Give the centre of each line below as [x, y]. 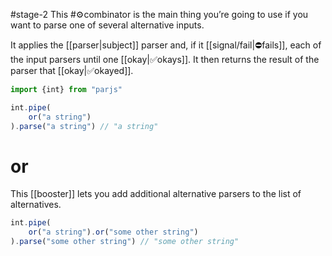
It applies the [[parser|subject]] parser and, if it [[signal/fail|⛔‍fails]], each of [166, 45]
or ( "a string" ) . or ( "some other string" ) [113, 232]
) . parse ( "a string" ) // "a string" [84, 126]
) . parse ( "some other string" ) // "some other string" [125, 242]
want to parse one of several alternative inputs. [107, 25]
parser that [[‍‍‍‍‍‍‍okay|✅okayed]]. [72, 70]
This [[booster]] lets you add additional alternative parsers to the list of [156, 194]
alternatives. [36, 205]
